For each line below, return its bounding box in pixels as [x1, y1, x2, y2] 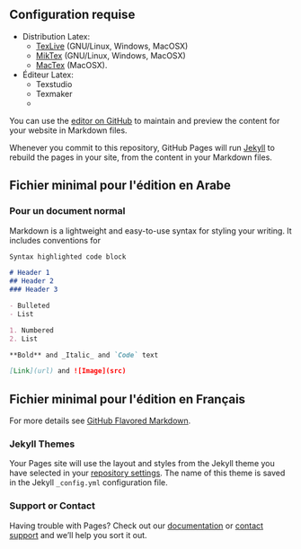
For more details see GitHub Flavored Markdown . [9, 415, 191, 426]
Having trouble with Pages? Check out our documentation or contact [9, 520, 263, 531]
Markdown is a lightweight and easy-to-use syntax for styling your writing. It [9, 225, 292, 236]
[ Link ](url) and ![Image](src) [9, 367, 127, 376]
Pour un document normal [9, 205, 126, 217]
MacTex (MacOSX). [35, 59, 108, 70]
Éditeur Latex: [22, 69, 75, 80]
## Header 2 [9, 277, 54, 286]
